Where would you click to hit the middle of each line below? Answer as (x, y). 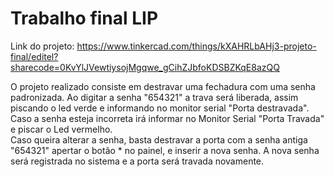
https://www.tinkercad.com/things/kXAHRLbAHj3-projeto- (196, 46)
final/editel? (34, 56)
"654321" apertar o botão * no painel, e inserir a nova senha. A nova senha (165, 150)
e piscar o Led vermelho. (61, 129)
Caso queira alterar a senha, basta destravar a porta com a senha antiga (159, 139)
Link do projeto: (42, 46)
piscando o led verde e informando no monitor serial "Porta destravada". (160, 108)
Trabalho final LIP (84, 18)
